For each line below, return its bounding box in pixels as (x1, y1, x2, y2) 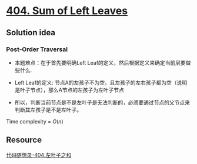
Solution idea (6, 28, 56, 38)
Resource (6, 135, 42, 145)
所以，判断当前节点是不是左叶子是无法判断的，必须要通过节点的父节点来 (14, 99, 190, 106)
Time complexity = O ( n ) (6, 118, 64, 125)
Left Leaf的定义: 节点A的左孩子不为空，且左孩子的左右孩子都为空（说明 (14, 79, 187, 86)
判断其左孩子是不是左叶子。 (14, 106, 82, 113)
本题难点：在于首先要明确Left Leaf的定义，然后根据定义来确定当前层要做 (14, 59, 191, 66)
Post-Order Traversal (6, 45, 68, 53)
